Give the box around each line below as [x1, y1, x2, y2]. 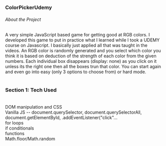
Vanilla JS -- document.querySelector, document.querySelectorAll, [5, 109, 142, 116]
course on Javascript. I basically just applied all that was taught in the [5, 42, 148, 48]
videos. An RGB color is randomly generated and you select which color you [5, 48, 162, 54]
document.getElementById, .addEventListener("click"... [5, 115, 118, 121]
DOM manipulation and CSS [5, 104, 62, 110]
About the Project [5, 16, 41, 22]
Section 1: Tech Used [5, 87, 57, 94]
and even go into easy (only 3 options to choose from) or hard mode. [5, 69, 147, 75]
